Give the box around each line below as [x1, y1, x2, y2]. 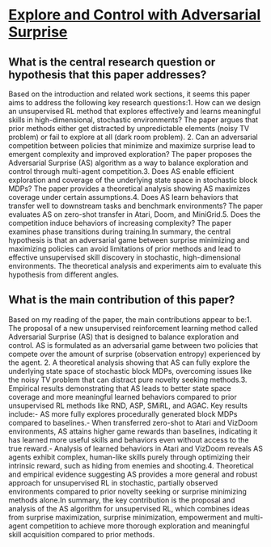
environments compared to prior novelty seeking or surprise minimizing [8, 486, 247, 496]
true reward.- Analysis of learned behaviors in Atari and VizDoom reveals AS [8, 443, 263, 453]
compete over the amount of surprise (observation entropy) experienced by [8, 349, 261, 358]
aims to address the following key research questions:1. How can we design [8, 98, 261, 107]
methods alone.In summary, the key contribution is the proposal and [8, 495, 235, 505]
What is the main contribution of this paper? [8, 293, 235, 307]
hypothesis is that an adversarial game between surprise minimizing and [8, 235, 250, 244]
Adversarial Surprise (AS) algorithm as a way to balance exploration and [8, 158, 249, 167]
